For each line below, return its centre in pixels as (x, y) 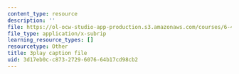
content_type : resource (43, 14)
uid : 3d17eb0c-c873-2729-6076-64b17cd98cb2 (73, 60)
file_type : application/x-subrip (57, 33)
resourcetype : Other (38, 47)
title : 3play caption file (47, 54)
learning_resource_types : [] (51, 40)
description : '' (31, 20)
